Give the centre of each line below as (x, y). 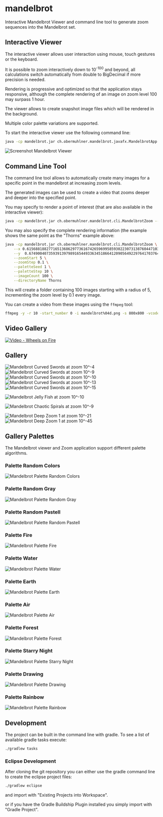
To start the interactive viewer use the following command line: (68, 133)
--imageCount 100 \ (33, 276)
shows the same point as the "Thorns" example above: (60, 235)
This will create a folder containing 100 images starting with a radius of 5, (78, 290)
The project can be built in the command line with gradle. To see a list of (77, 735)
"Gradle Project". (22, 810)
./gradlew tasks (21, 749)
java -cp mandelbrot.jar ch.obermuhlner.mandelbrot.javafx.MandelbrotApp (81, 142)
